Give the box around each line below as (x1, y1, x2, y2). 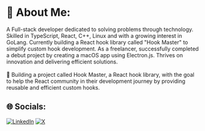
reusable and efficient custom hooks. (6, 83, 100, 91)
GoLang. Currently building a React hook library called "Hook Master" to (6, 38, 188, 46)
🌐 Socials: (6, 102, 47, 112)
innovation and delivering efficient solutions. (6, 58, 118, 65)
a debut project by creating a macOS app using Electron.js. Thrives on (6, 51, 184, 58)
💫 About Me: (6, 5, 71, 19)
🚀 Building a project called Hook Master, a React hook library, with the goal (6, 71, 195, 78)
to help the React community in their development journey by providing (6, 77, 185, 85)
